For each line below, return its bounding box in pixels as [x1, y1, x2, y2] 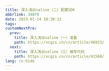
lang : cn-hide [5, 58, 35, 63]
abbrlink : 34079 [5, 12, 39, 17]
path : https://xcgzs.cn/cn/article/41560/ [14, 53, 104, 59]
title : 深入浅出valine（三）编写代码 [14, 49, 85, 54]
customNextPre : [5, 26, 37, 31]
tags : [5, 21, 17, 26]
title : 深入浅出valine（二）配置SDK [5, 7, 75, 12]
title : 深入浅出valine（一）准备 [14, 35, 77, 40]
